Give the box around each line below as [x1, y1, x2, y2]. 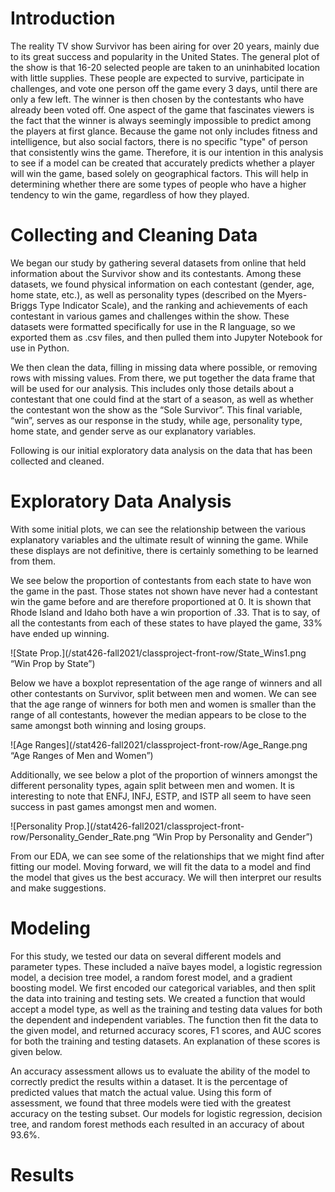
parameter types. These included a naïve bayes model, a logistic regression [10, 960, 323, 972]
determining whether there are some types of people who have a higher [10, 178, 307, 190]
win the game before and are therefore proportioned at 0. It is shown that [10, 595, 312, 607]
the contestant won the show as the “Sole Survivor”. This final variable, [10, 403, 303, 416]
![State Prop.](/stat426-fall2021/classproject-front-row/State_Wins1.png [10, 647, 307, 659]
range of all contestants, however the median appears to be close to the [10, 708, 307, 721]
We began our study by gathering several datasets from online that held [10, 257, 307, 269]
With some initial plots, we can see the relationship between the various [10, 523, 307, 535]
